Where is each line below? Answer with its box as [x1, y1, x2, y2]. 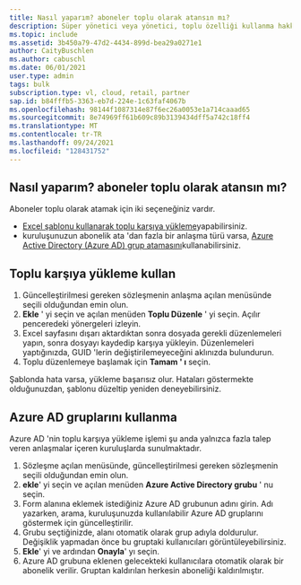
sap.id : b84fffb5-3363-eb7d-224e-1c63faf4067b [9, 96, 186, 106]
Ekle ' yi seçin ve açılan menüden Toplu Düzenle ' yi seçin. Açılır [21, 309, 262, 319]
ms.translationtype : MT [9, 122, 99, 131]
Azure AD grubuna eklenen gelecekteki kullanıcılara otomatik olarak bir [21, 555, 284, 566]
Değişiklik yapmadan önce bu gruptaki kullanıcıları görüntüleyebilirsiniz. [21, 537, 287, 547]
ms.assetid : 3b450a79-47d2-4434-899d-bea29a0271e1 [9, 38, 202, 48]
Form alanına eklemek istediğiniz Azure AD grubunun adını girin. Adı [21, 499, 273, 510]
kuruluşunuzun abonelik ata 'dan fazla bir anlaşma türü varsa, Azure [21, 231, 274, 241]
